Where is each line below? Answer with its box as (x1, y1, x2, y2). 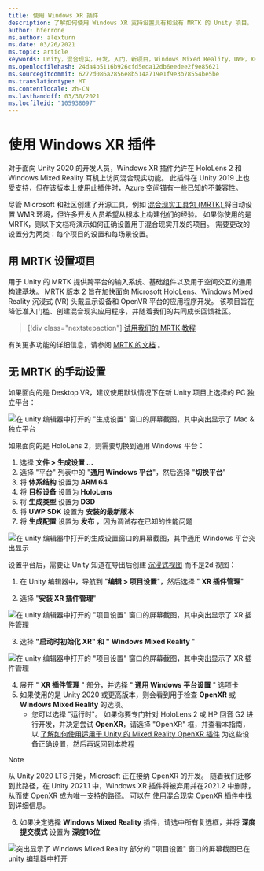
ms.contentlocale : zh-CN (8, 84, 90, 93)
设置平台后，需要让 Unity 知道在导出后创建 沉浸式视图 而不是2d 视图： (8, 560, 236, 569)
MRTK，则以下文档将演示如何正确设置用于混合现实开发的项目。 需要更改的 (8, 220, 251, 229)
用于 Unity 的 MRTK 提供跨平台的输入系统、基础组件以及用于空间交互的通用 (8, 276, 253, 286)
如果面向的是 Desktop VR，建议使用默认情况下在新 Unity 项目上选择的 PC (8, 387, 246, 397)
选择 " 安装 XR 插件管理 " (19, 593, 97, 602)
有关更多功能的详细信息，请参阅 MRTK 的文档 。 (8, 339, 165, 349)
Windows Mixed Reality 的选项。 (19, 699, 128, 709)
